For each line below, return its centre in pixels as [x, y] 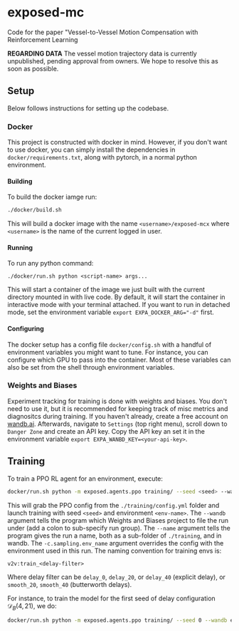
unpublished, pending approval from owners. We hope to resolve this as [113, 61]
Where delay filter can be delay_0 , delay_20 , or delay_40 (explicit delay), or [117, 577]
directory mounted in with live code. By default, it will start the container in [116, 297]
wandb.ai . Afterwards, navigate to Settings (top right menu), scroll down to [117, 424]
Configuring [26, 328]
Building [20, 181]
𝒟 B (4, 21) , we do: [32, 606]
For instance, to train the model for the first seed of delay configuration [111, 598]
